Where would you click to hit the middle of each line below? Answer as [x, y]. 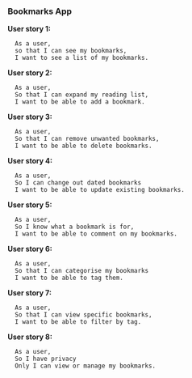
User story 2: [30, 73]
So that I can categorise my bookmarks [82, 271]
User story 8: [30, 337]
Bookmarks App [40, 11]
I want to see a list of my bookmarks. [82, 58]
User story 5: [30, 205]
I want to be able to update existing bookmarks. [100, 190]
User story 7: [29, 293]
